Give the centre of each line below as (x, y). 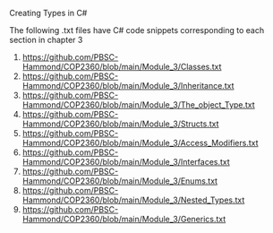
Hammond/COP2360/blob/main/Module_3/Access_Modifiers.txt (140, 143)
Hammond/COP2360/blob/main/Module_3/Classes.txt (122, 67)
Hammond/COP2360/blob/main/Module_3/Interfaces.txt (126, 162)
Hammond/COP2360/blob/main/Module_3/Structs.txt (120, 124)
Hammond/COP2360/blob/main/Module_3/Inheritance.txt (128, 86)
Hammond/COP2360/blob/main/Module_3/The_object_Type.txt (138, 105)
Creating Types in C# (48, 13)
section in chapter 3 (46, 40)
